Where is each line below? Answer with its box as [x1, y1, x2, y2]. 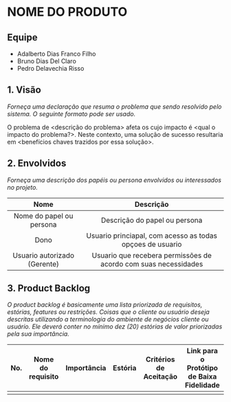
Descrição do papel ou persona [100, 215, 203, 225]
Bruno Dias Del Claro [16, 57, 77, 65]
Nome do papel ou [13, 211, 74, 221]
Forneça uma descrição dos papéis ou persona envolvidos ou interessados [7, 176, 222, 184]
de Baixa [188, 372, 217, 381]
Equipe [7, 32, 38, 43]
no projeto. [7, 183, 38, 191]
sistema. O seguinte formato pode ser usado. [7, 109, 136, 118]
